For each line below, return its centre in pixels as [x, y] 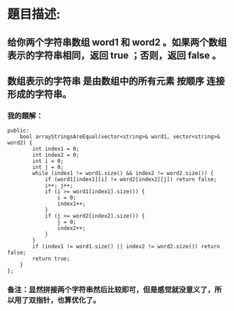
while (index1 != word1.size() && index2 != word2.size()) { [123, 174]
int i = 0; [48, 161]
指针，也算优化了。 [68, 301]
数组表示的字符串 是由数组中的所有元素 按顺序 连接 [116, 81]
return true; [51, 259]
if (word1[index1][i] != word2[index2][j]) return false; [131, 180]
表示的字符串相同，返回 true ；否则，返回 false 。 [114, 55]
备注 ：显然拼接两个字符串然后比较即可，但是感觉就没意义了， [111, 290]
